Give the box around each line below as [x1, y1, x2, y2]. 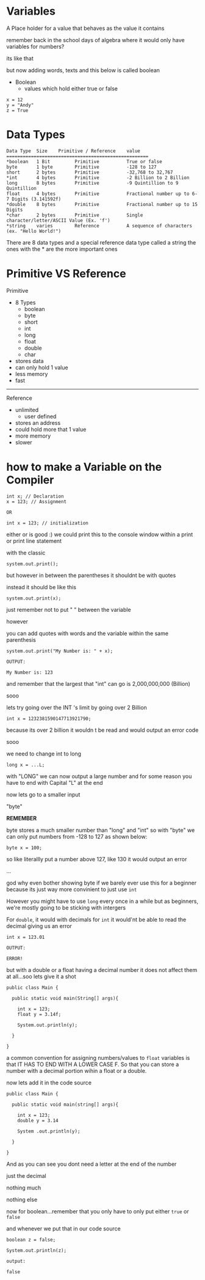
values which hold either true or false [24, 84, 118, 92]
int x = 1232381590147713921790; [6, 715, 92, 722]
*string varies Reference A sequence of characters [6, 223, 192, 229]
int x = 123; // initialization [6, 520, 88, 526]
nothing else [6, 1196, 38, 1203]
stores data [15, 357, 44, 364]
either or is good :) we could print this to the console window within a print [6, 531, 193, 538]
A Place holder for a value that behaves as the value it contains [6, 24, 165, 32]
